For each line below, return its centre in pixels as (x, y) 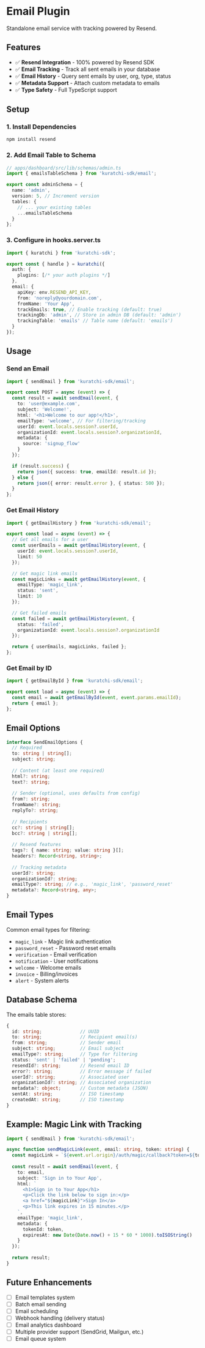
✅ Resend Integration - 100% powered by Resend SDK (85, 62)
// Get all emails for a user (50, 540)
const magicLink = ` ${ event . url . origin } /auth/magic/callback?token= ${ (103, 1155)
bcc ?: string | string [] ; (45, 833)
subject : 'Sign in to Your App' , (60, 1178)
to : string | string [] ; (42, 754)
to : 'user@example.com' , (49, 404)
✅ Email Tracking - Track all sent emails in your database (88, 69)
